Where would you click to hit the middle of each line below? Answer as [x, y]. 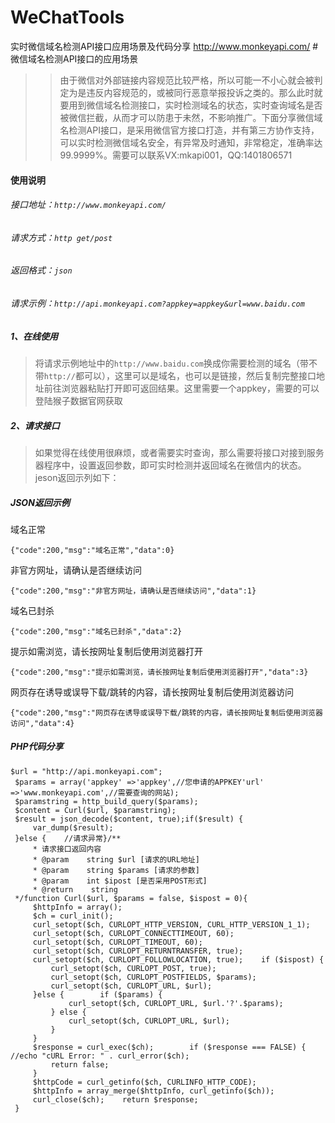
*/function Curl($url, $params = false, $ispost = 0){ [131, 898]
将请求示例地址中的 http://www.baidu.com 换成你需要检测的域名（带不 [176, 363]
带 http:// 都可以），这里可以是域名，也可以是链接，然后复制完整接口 [175, 375]
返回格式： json [41, 270]
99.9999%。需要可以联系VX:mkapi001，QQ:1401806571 [176, 155]
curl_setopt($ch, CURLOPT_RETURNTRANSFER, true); [138, 951]
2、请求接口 [35, 425]
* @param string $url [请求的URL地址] [116, 859]
